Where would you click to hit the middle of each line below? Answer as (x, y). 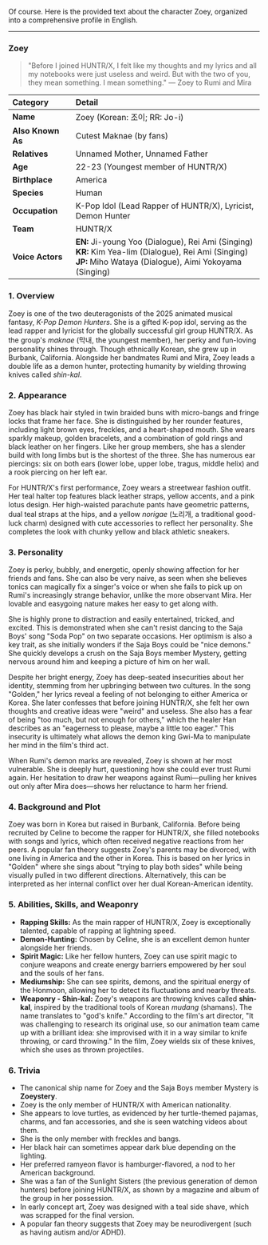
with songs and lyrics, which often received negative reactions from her (126, 841)
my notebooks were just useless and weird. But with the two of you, (139, 74)
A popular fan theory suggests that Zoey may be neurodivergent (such (136, 1224)
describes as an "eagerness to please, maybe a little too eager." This (121, 728)
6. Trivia (24, 1070)
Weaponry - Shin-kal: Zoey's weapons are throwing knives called (128, 999)
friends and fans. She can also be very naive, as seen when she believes (128, 578)
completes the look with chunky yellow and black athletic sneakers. (119, 531)
